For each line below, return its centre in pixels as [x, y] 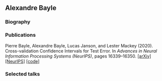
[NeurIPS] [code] [22, 61]
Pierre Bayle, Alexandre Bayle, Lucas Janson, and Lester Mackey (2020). [79, 45]
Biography [18, 22]
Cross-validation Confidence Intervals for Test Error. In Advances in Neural [81, 51]
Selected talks [23, 74]
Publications [20, 35]
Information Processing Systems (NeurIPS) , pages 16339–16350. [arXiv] [78, 56]
